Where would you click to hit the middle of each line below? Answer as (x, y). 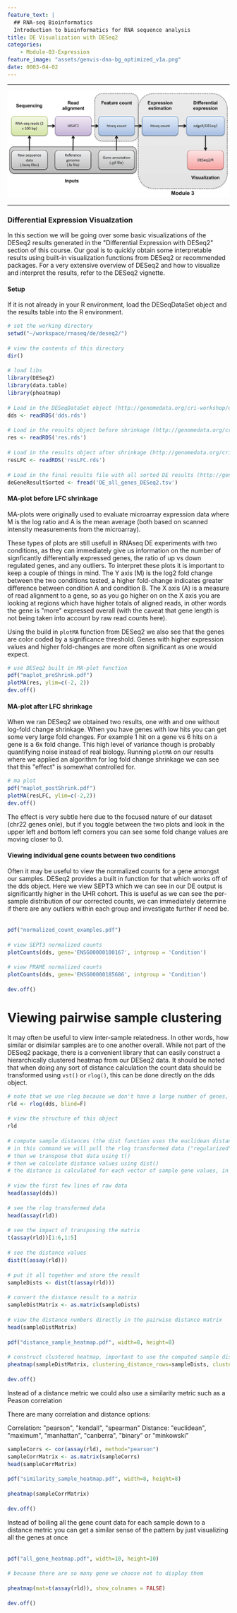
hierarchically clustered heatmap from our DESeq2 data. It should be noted (116, 1060)
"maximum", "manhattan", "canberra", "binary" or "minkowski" (98, 1435)
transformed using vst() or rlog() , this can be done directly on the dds (111, 1075)
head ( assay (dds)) (33, 1193)
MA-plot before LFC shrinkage (53, 498)
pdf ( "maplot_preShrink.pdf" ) (50, 675)
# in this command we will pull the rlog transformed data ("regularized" (120, 1148)
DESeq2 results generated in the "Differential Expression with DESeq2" (110, 242)
